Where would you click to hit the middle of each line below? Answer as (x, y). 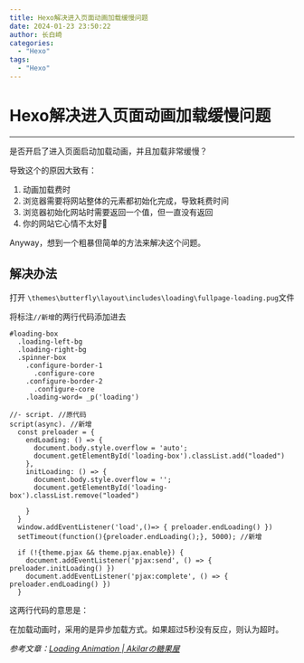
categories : (32, 43)
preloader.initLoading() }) (62, 568)
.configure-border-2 (64, 381)
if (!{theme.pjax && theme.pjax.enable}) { (100, 553)
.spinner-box (42, 357)
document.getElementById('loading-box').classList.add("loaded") (159, 456)
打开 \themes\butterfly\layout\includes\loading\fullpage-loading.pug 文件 (152, 297)
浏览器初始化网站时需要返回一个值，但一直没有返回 (118, 212)
